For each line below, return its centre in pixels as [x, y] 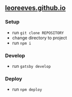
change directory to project [39, 38]
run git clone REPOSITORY [38, 32]
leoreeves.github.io [35, 8]
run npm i [22, 43]
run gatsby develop [31, 66]
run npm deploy [27, 89]
